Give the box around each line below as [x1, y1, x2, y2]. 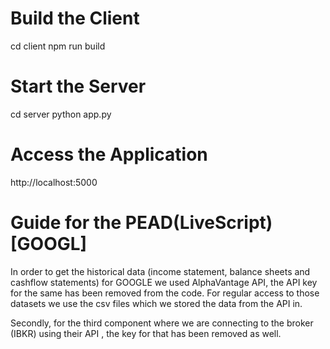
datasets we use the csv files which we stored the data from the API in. [10, 297, 303, 309]
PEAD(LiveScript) [124, 212, 273, 234]
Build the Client [10, 7, 140, 30]
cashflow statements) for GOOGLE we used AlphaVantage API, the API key [10, 276, 318, 288]
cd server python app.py [10, 108, 112, 120]
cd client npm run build [10, 40, 106, 52]
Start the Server [10, 75, 147, 98]
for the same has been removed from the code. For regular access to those [10, 287, 320, 299]
